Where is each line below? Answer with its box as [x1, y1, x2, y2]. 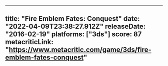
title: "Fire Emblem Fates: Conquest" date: [5, 14, 140, 23]
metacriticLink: [5, 38, 53, 46]
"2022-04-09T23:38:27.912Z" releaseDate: [5, 22, 146, 31]
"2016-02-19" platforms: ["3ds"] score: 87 [5, 30, 142, 39]
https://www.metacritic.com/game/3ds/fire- [8, 46, 151, 54]
